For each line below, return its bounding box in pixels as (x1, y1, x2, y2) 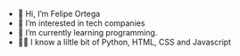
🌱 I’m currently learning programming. (17, 28, 158, 37)
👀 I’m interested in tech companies (17, 18, 145, 28)
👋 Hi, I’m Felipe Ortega (17, 9, 101, 19)
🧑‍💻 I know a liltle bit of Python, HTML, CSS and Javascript (17, 36, 232, 47)
